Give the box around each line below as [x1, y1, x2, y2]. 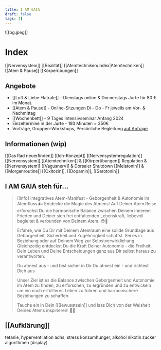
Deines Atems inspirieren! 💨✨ [17, 307, 75, 313]
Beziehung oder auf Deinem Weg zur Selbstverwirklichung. [17, 238, 136, 244]
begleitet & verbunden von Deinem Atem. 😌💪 [17, 218, 108, 224]
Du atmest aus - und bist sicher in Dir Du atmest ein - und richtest [17, 262, 149, 268]
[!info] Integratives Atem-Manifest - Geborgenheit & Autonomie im [17, 195, 150, 201]
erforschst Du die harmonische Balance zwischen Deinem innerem [17, 208, 151, 213]
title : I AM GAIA [5, 7, 40, 12]
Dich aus [17, 268, 35, 274]
